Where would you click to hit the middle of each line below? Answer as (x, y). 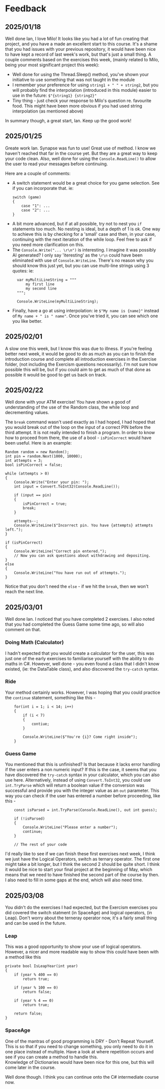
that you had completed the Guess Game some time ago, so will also (75, 624)
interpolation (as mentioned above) (48, 111)
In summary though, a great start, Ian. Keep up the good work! (68, 121)
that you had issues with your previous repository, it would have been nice (81, 49)
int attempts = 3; (24, 461)
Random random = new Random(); (37, 452)
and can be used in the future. (36, 923)
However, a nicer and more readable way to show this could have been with (82, 952)
